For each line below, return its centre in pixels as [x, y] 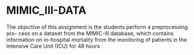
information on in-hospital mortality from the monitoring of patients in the [97, 39]
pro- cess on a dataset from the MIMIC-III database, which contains [90, 33]
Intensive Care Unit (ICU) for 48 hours [53, 46]
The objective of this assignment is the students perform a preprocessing [97, 27]
